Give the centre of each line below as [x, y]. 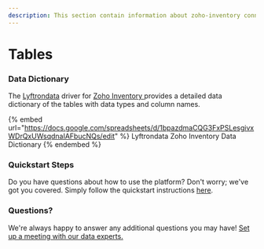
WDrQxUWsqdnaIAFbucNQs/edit [62, 136]
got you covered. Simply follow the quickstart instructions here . [111, 190]
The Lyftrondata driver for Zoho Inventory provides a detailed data [115, 96]
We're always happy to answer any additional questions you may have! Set [129, 228]
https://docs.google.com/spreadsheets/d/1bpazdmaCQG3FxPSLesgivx [139, 128]
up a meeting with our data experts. [66, 236]
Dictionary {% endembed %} [55, 145]
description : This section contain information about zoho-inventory [125, 15]
